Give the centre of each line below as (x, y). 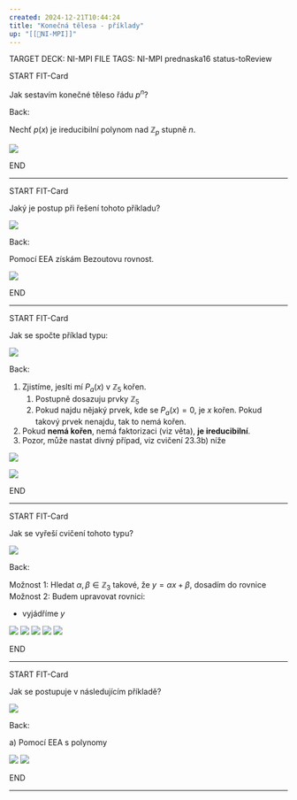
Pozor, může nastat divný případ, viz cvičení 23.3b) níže (124, 441)
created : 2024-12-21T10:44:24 (65, 17)
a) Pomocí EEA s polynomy (58, 742)
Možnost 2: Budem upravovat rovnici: (77, 596)
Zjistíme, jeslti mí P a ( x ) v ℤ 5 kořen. (84, 388)
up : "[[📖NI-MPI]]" (43, 34)
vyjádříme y (43, 614)
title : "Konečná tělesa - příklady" (76, 26)
